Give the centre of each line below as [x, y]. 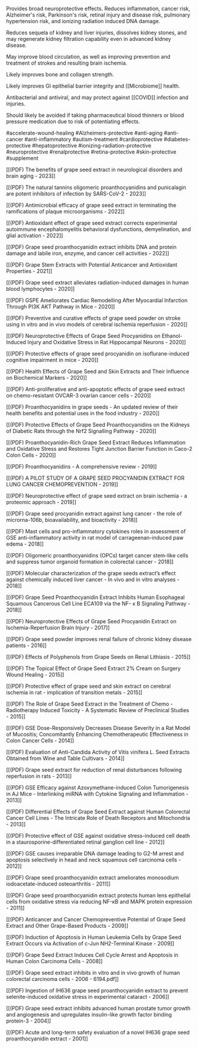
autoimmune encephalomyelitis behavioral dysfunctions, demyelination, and [98, 229]
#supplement [22, 158]
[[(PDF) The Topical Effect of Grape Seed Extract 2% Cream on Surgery [94, 668]
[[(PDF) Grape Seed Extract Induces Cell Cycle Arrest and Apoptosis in [92, 955]
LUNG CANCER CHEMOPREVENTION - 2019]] [62, 484]
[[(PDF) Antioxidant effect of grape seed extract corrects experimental [92, 223]
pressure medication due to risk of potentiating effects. [73, 121]
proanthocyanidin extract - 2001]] [47, 1039]
